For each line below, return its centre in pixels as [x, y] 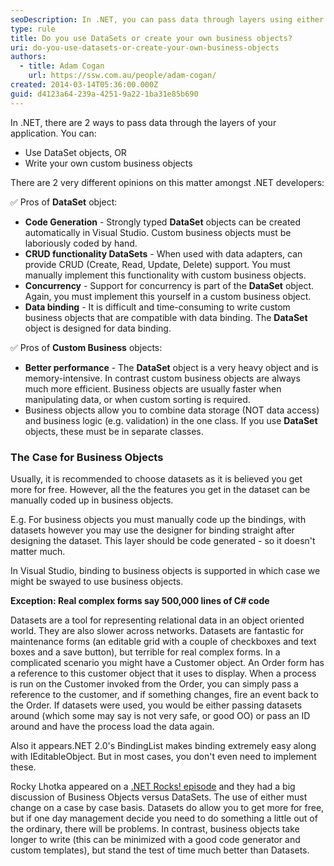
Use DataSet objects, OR [75, 152]
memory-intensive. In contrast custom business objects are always [162, 378]
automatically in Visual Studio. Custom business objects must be [158, 232]
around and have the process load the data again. [112, 726]
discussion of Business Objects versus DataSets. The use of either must [159, 797]
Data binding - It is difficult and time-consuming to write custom [157, 307]
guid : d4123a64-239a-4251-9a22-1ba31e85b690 [104, 94]
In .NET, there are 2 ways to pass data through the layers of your [143, 122]
